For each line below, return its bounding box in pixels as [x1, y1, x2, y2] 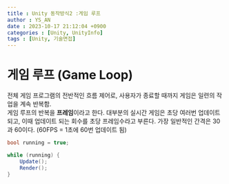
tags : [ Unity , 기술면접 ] [7, 36, 76, 43]
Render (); [19, 164, 48, 172]
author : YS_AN [7, 16, 51, 23]
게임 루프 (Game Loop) [7, 67, 133, 83]
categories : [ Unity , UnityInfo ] [7, 29, 103, 36]
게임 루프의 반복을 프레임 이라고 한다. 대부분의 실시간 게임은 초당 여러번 [7, 108, 197, 117]
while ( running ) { [7, 152, 60, 159]
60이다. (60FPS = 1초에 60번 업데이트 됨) [14, 126, 128, 134]
